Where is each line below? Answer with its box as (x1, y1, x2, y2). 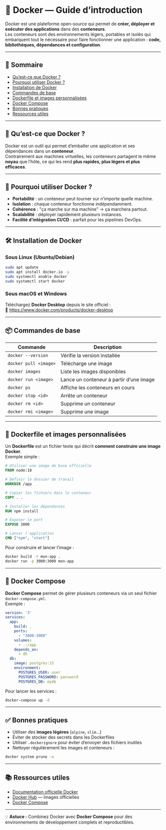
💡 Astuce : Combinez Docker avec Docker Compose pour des (5, 813, 132, 820)
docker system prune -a (5, 754, 54, 759)
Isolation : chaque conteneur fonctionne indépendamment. (12, 201, 133, 207)
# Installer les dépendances (5, 504, 65, 509)
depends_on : (14, 647, 39, 652)
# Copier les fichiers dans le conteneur (5, 490, 92, 495)
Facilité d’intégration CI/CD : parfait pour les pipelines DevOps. (12, 217, 142, 223)
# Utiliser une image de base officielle (5, 463, 92, 469)
